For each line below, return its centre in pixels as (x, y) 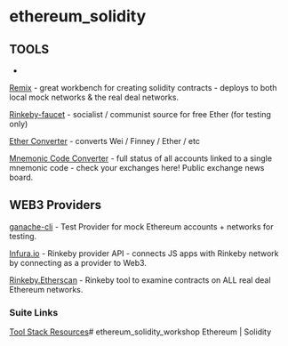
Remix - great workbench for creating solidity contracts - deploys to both (143, 88)
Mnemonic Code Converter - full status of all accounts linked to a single (141, 158)
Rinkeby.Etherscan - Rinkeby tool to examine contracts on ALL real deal (140, 280)
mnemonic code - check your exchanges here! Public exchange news (137, 168)
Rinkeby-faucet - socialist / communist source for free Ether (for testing (140, 114)
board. (21, 177)
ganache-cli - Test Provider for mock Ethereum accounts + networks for (141, 226)
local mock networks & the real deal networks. (94, 97)
